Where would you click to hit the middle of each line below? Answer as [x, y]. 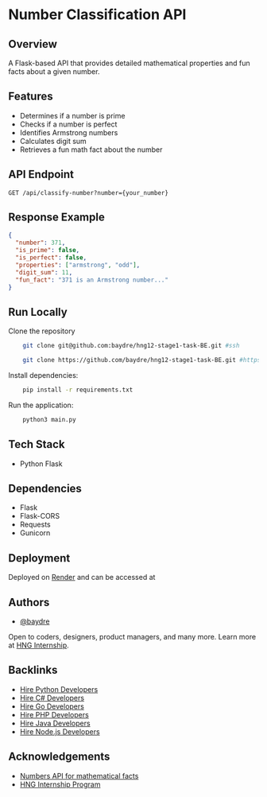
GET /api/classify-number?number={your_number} [89, 192]
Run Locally [38, 312]
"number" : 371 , [41, 243]
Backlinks [33, 670]
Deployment [39, 558]
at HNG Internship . [39, 645]
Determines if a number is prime [72, 115]
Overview [33, 44]
